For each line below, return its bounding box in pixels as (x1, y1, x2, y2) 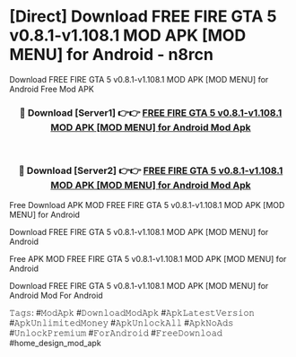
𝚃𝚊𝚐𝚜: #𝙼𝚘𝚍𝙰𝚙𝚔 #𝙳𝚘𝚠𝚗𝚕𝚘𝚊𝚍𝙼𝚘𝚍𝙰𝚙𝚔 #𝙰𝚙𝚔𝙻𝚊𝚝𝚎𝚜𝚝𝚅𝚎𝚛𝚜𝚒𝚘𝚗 (9, 307, 256, 318)
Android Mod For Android (9, 290, 103, 300)
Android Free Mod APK (9, 83, 94, 94)
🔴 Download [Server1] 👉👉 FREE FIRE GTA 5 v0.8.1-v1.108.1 (19, 106, 283, 118)
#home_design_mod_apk (9, 337, 101, 348)
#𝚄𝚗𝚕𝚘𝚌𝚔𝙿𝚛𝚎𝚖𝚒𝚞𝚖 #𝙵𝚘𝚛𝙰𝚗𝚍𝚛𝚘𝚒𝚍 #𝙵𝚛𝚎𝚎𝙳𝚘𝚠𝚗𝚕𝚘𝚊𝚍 (9, 327, 222, 338)
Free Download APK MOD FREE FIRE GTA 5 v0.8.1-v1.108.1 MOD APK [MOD (9, 199, 285, 210)
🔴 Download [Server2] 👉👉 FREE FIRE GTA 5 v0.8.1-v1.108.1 (18, 164, 283, 177)
